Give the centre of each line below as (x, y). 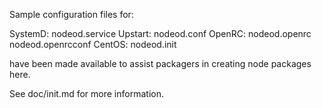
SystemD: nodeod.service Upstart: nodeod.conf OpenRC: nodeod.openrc (160, 33)
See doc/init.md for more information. (86, 93)
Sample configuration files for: (71, 14)
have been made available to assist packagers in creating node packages (160, 63)
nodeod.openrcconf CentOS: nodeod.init (93, 44)
